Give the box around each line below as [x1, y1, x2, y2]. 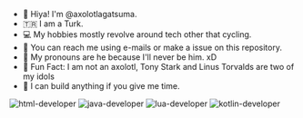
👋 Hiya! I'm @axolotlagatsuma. [22, 9, 137, 19]
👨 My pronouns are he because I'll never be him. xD [22, 52, 217, 63]
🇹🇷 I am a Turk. [22, 18, 84, 29]
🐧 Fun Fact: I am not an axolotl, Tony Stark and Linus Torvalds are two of [22, 62, 295, 72]
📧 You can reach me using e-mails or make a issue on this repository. [22, 42, 282, 53]
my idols [22, 71, 55, 82]
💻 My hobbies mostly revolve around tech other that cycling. [22, 29, 252, 40]
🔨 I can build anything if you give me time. [22, 81, 180, 91]
